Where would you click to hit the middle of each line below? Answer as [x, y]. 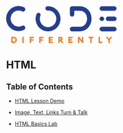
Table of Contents [40, 87]
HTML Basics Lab [36, 124]
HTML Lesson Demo [39, 101]
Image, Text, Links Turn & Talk [51, 112]
